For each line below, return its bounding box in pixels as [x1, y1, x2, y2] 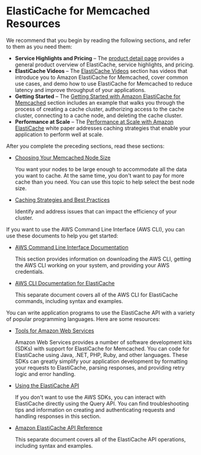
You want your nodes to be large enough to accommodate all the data [14, 166, 187, 173]
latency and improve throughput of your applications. [14, 86, 146, 93]
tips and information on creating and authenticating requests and [14, 406, 175, 413]
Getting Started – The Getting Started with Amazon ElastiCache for [14, 93, 181, 100]
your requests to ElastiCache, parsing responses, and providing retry [14, 364, 185, 371]
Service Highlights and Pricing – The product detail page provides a [14, 54, 184, 62]
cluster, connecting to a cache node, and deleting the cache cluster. [14, 112, 183, 119]
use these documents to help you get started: [6, 232, 118, 239]
